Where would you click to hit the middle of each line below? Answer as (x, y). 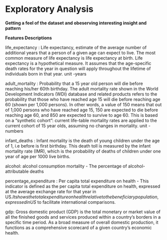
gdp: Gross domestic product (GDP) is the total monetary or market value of (83, 212)
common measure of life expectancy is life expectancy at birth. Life (74, 58)
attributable (17, 171)
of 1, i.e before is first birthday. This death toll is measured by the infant (78, 146)
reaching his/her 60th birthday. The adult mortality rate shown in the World (82, 88)
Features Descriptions (29, 38)
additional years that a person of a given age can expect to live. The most (80, 53)
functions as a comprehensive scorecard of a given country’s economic (79, 228)
